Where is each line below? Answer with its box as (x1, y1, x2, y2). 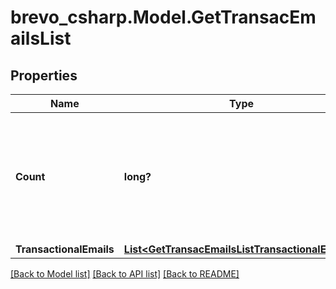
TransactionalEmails (15, 242, 115, 256)
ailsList (10, 27, 72, 50)
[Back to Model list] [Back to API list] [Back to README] (10, 268, 240, 280)
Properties (10, 67, 78, 84)
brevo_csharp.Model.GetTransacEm (10, 6, 317, 29)
